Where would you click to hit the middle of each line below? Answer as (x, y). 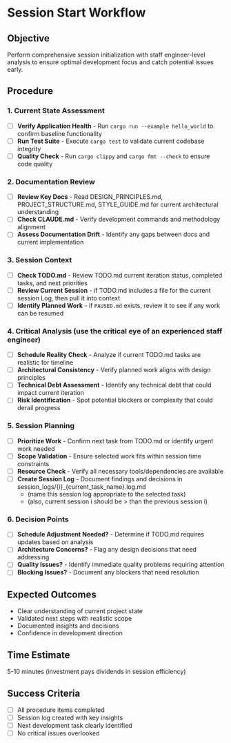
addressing (33, 557)
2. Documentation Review (51, 182)
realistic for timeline (45, 363)
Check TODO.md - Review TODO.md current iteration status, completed (120, 275)
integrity (29, 148)
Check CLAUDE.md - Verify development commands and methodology (119, 220)
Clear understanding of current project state (80, 611)
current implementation (50, 242)
